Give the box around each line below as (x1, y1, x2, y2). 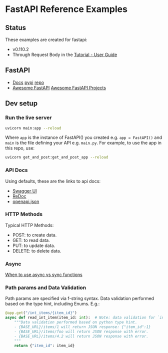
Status (5, 23, 26, 32)
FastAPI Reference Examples (5, 3, 127, 15)
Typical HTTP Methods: (5, 222, 54, 228)
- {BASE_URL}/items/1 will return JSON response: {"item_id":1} (14, 324, 151, 329)
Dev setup (5, 99, 38, 108)
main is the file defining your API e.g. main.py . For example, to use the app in (5, 140, 161, 146)
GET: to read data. (12, 237, 50, 243)
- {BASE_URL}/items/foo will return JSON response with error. (14, 329, 149, 334)
